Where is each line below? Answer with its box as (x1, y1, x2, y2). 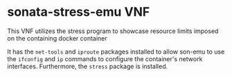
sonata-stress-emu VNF (7, 4, 150, 20)
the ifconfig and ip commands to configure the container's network (7, 54, 203, 63)
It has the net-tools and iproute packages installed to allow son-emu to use (7, 47, 225, 56)
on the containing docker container (7, 34, 107, 42)
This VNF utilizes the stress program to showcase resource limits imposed (7, 27, 219, 35)
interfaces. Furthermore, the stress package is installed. (7, 62, 168, 70)
